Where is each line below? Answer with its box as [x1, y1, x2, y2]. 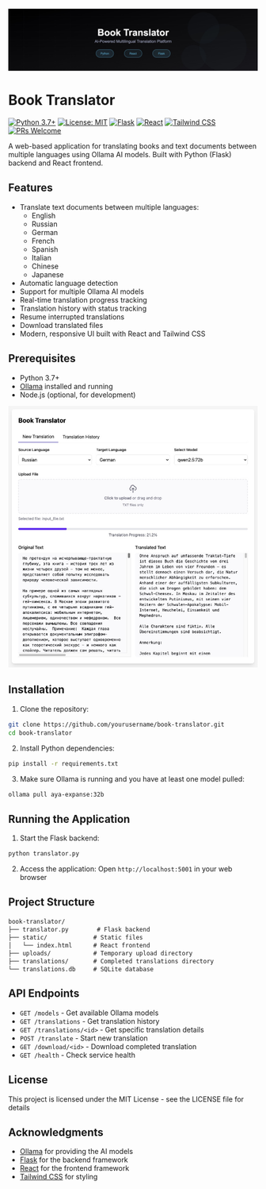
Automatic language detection [19, 278, 119, 288]
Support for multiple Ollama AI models [19, 287, 145, 296]
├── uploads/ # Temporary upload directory [8, 949, 193, 957]
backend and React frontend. [8, 158, 104, 168]
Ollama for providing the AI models [19, 1147, 133, 1156]
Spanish [31, 244, 59, 254]
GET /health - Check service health [19, 1050, 136, 1060]
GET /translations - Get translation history [19, 1016, 160, 1025]
